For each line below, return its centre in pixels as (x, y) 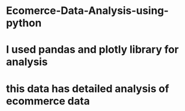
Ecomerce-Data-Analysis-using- (88, 11)
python (24, 23)
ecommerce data (48, 101)
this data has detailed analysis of (88, 89)
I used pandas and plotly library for (92, 50)
